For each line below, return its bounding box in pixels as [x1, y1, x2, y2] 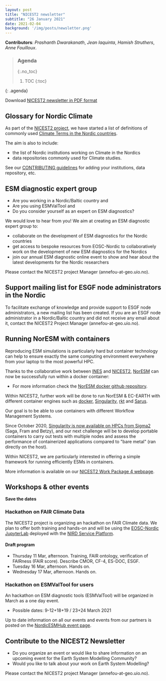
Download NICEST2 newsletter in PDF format [5, 98, 98, 104]
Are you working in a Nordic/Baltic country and [12, 198, 109, 204]
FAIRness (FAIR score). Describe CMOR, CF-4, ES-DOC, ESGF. [12, 558, 140, 564]
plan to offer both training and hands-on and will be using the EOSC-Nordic [5, 525, 159, 531]
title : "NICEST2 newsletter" [5, 12, 65, 17]
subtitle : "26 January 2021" [5, 16, 65, 21]
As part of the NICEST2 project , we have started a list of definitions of [5, 125, 148, 131]
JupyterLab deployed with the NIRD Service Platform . [5, 530, 114, 536]
